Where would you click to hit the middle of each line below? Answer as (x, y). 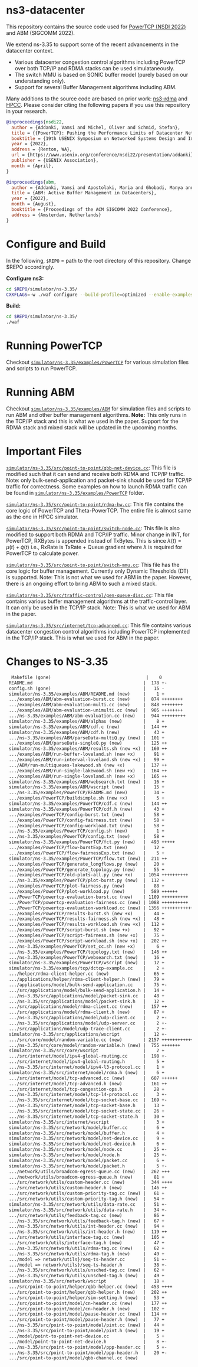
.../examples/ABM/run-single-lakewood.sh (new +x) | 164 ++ (88, 771)
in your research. (27, 111)
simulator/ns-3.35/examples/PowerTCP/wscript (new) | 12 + (87, 963)
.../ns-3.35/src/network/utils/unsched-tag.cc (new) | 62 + (87, 1270)
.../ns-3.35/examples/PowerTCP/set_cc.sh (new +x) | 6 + (87, 946)
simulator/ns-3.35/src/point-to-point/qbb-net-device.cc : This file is (91, 468)
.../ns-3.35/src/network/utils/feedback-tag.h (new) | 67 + (87, 1221)
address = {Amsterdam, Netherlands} (56, 215)
